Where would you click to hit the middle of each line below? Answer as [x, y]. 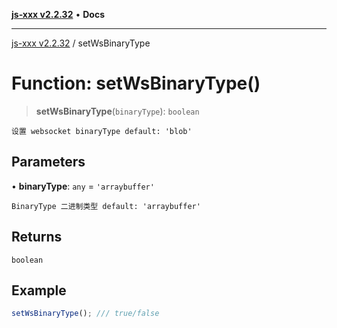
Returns [37, 237]
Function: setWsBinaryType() [136, 83]
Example [39, 290]
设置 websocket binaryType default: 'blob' [102, 131]
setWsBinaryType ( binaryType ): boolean [117, 111]
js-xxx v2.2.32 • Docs [58, 14]
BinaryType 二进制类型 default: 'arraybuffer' [106, 206]
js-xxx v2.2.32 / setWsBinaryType [81, 43]
